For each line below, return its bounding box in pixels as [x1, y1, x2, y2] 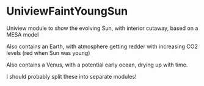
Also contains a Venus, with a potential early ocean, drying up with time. [6, 61, 188, 68]
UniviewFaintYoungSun [6, 4, 128, 18]
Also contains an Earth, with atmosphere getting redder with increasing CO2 [6, 43, 199, 50]
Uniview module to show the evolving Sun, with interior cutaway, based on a [6, 24, 199, 32]
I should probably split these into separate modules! [6, 73, 137, 80]
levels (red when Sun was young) [6, 49, 90, 56]
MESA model [6, 30, 39, 38]
